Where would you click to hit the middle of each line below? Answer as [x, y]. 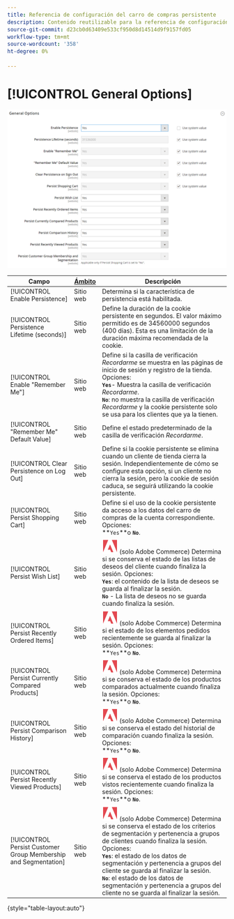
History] [22, 738]
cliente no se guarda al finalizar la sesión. [161, 893]
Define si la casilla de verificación [150, 355]
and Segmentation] [38, 862]
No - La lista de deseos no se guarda [154, 596]
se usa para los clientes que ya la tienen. [160, 414]
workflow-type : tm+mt [39, 37]
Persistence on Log [38, 471]
